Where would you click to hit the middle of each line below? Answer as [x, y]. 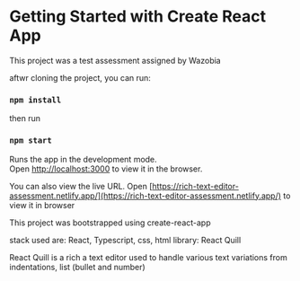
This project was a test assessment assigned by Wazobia [115, 60]
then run [25, 119]
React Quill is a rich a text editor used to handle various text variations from [148, 257]
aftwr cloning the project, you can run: [80, 77]
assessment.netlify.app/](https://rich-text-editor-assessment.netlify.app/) [145, 196]
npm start [31, 140]
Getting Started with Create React [138, 17]
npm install [35, 100]
